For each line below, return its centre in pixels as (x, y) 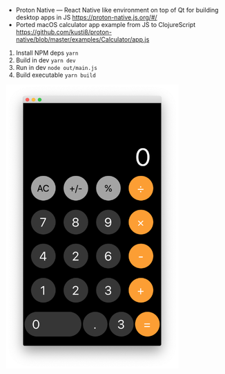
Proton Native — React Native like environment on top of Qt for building (117, 10)
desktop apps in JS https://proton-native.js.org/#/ (86, 17)
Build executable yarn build (56, 75)
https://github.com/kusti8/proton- (64, 32)
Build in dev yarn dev (46, 60)
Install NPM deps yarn (47, 53)
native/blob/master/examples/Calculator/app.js (82, 39)
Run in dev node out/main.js (56, 68)
